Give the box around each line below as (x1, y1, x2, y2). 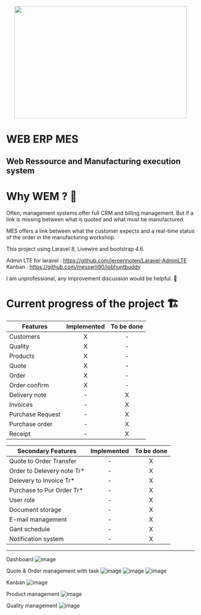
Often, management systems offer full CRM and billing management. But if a (6, 209, 194, 217)
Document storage (9, 506, 62, 514)
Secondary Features (17, 447, 77, 455)
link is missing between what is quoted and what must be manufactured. (6, 215, 185, 223)
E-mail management (9, 515, 67, 523)
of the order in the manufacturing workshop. (6, 233, 115, 240)
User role (9, 496, 35, 504)
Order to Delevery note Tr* (9, 467, 85, 475)
